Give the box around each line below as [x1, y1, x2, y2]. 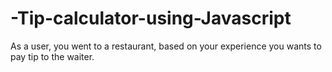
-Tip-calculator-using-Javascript [10, 7, 292, 30]
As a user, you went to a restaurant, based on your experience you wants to [10, 40, 322, 52]
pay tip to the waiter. [10, 50, 95, 62]
